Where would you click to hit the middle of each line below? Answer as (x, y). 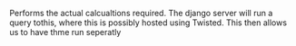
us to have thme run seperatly (65, 32)
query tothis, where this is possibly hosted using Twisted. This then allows (148, 23)
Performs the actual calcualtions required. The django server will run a (141, 13)
